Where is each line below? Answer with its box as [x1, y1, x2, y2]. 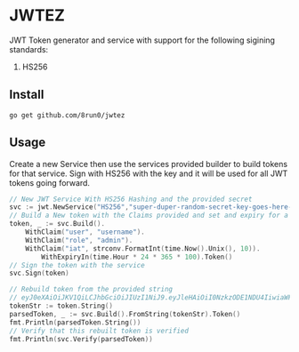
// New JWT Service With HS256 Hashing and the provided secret [9, 195, 253, 204]
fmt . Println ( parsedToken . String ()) [9, 317, 141, 327]
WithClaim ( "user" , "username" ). [25, 228, 145, 236]
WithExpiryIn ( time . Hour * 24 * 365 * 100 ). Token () [41, 252, 233, 261]
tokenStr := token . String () [9, 301, 114, 311]
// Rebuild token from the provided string [9, 285, 174, 294]
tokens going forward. [9, 177, 91, 188]
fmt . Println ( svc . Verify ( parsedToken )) [9, 334, 153, 343]
